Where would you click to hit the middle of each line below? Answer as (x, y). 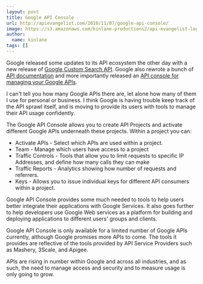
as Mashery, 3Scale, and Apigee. (47, 250)
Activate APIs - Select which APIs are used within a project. (89, 143)
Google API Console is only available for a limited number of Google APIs (97, 230)
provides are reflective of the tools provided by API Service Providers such (99, 243)
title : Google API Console (40, 18)
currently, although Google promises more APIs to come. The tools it (92, 237)
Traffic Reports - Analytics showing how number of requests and (96, 168)
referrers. (27, 175)
